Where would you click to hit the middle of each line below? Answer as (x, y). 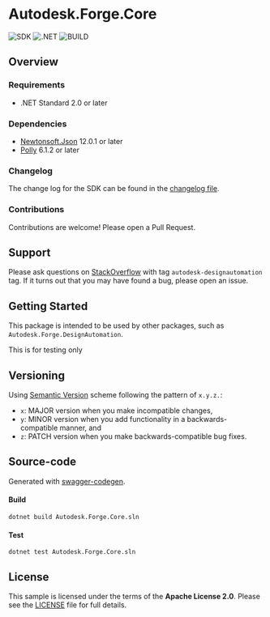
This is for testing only (45, 350)
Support (30, 252)
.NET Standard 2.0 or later (64, 103)
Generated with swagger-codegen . (67, 481)
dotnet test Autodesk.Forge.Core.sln (72, 552)
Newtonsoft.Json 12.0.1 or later (71, 141)
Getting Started (48, 306)
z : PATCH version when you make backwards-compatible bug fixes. (133, 436)
